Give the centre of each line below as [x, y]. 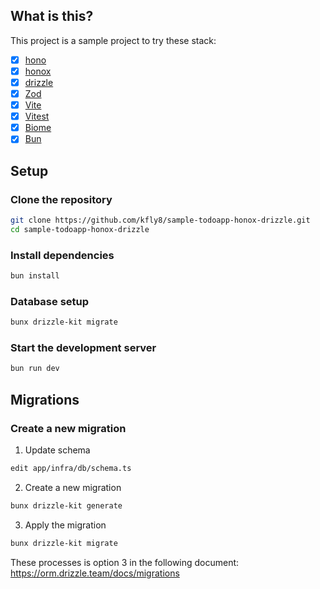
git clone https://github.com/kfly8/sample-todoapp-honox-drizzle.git [160, 220]
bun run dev [35, 369]
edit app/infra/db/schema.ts [71, 468]
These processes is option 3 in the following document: [125, 562]
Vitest [37, 116]
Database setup [50, 301]
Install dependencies [62, 255]
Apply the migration [65, 525]
